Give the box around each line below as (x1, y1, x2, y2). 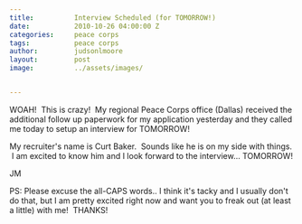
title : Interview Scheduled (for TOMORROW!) (9, 13, 217, 23)
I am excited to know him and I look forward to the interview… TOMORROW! (11, 150, 294, 161)
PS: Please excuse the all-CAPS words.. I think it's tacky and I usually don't (9, 185, 289, 196)
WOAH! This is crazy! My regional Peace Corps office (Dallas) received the (9, 104, 292, 115)
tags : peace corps (9, 38, 119, 48)
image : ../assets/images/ (9, 64, 144, 73)
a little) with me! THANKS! (9, 204, 109, 215)
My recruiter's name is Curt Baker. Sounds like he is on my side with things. (9, 141, 292, 152)
